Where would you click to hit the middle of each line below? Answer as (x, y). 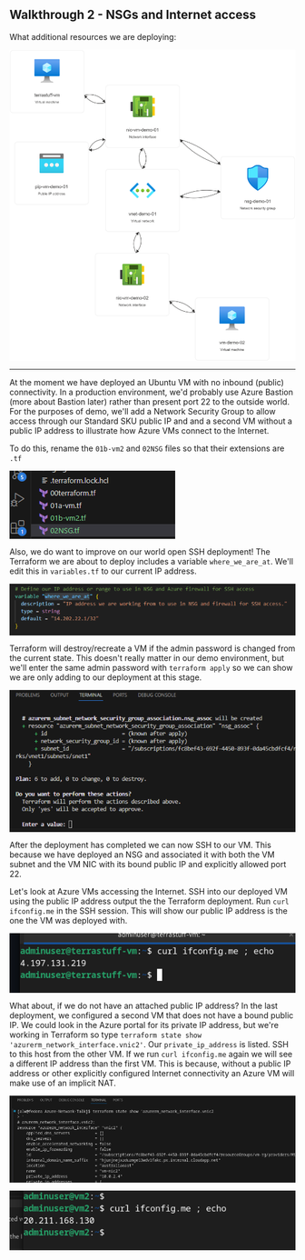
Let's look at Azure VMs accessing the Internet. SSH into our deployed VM (148, 892)
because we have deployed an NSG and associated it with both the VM (142, 855)
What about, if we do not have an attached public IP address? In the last (144, 1006)
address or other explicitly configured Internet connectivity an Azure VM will (152, 1074)
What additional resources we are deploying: (93, 36)
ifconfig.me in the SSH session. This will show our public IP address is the (149, 911)
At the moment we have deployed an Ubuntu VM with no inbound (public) (147, 382)
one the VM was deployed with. (69, 921)
